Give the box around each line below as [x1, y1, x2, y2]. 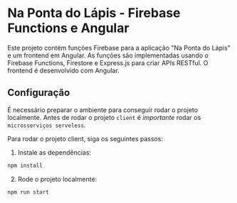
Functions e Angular [7, 20, 130, 36]
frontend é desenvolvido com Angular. [7, 66, 120, 75]
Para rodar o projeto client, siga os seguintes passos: [7, 134, 164, 143]
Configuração [7, 87, 70, 99]
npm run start [7, 188, 50, 196]
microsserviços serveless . [7, 121, 86, 129]
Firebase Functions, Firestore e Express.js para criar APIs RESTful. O [7, 58, 209, 67]
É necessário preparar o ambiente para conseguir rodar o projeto [7, 105, 198, 114]
